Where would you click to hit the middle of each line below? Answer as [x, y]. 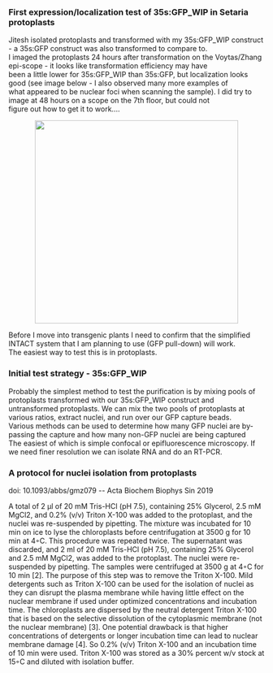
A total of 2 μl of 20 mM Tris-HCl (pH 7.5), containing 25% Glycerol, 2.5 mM [135, 506]
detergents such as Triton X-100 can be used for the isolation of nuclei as [131, 584]
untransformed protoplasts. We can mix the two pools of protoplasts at [127, 408]
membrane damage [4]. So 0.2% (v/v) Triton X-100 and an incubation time [133, 644]
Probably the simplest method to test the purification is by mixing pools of [132, 391]
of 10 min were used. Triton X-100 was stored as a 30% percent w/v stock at [136, 653]
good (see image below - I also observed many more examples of [119, 83]
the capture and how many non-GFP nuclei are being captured [141, 434]
